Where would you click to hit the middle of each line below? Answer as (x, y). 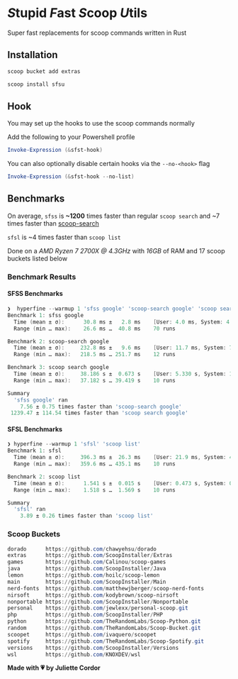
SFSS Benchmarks (35, 294)
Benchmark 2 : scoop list (44, 477)
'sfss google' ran (41, 400)
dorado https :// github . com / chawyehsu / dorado (82, 549)
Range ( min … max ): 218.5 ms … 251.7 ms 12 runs (95, 355)
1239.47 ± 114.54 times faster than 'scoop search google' (100, 413)
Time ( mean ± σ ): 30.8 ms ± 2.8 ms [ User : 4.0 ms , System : (118, 322)
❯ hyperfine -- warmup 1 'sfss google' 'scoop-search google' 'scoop (112, 309)
